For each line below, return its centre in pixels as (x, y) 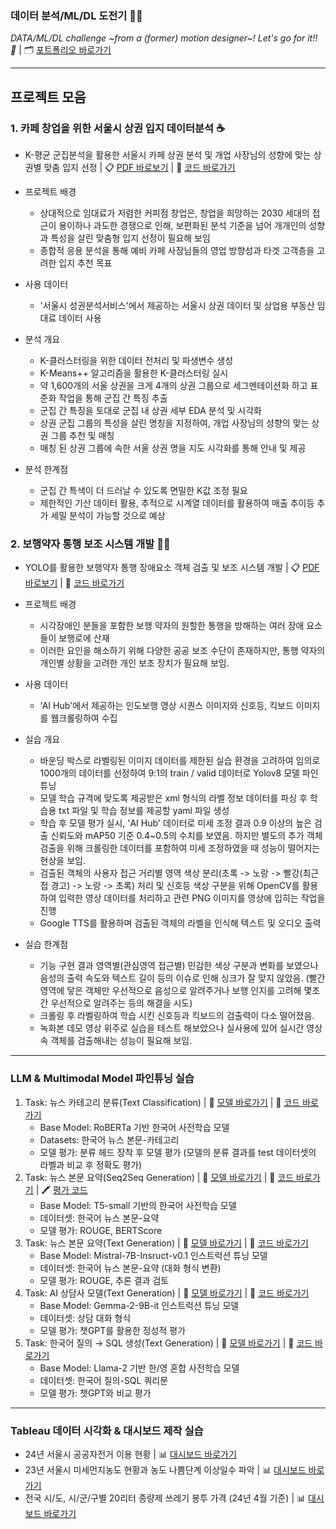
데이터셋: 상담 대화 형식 (85, 1318)
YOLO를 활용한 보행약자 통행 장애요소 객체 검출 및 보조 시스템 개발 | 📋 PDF (172, 568)
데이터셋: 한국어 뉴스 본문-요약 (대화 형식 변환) (130, 1268)
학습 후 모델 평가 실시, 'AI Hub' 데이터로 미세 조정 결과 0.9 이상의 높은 (175, 823)
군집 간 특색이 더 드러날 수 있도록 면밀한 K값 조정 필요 (143, 490)
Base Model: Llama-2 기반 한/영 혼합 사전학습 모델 (139, 1368)
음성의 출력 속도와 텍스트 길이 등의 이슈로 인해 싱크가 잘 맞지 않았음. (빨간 (182, 978)
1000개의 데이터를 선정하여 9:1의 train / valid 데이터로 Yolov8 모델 (169, 773)
